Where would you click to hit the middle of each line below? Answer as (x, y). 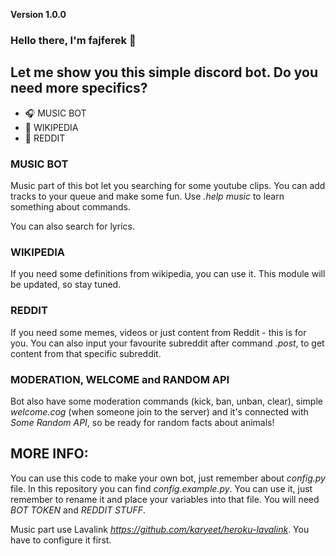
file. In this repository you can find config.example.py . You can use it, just (161, 488)
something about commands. (70, 207)
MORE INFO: (49, 454)
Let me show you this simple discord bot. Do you (164, 72)
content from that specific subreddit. (86, 353)
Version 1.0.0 (38, 14)
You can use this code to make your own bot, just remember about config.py (168, 478)
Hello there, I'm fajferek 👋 (73, 40)
